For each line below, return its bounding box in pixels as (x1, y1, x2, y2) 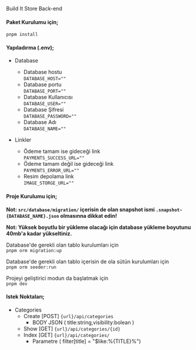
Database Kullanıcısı (23, 94, 73, 101)
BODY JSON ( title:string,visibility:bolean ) (32, 319, 135, 326)
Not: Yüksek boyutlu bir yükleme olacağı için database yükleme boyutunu (6, 224, 191, 231)
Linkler (14, 136, 31, 143)
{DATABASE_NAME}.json (6, 213, 60, 219)
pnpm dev (6, 280, 28, 287)
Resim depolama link (23, 173, 74, 180)
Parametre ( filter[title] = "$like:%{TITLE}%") (32, 338, 141, 345)
